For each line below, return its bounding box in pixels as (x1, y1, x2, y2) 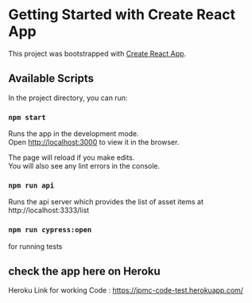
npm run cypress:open (8, 225, 92, 235)
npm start (8, 113, 46, 122)
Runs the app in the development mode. (8, 129, 139, 138)
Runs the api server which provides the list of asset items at (8, 197, 204, 207)
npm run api (8, 181, 55, 190)
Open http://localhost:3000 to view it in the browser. (8, 138, 180, 147)
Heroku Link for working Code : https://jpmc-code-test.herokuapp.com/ (8, 286, 244, 295)
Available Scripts (8, 72, 94, 85)
